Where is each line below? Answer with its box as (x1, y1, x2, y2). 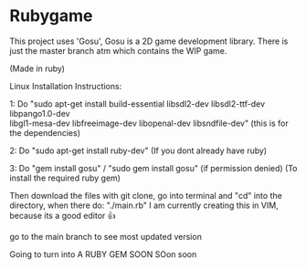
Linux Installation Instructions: (9, 80, 122, 91)
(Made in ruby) (9, 63, 66, 74)
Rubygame (9, 5, 93, 26)
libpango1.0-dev (9, 108, 70, 119)
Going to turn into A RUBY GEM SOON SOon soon (9, 248, 197, 260)
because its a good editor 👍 (9, 210, 116, 221)
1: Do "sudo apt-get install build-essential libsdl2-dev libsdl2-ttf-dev (9, 98, 266, 109)
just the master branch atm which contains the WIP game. (9, 45, 227, 56)
